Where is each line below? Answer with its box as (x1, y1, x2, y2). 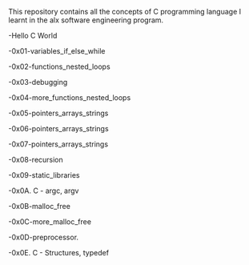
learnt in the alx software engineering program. (8, 15, 164, 25)
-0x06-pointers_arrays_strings (8, 124, 110, 133)
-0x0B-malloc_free (8, 202, 70, 211)
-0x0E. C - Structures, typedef (8, 248, 110, 257)
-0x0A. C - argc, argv (8, 186, 79, 195)
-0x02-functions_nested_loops (8, 62, 110, 71)
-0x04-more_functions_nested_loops (8, 93, 131, 102)
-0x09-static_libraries (8, 171, 80, 179)
